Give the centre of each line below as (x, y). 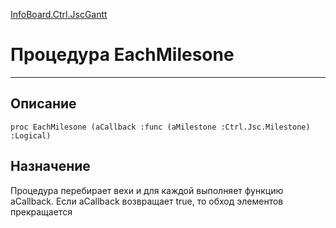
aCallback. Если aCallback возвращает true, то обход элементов (147, 201)
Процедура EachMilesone (122, 55)
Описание (43, 104)
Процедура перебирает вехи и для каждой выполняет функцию (147, 190)
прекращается (41, 211)
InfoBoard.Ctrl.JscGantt (59, 14)
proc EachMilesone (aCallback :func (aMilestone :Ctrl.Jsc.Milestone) (160, 127)
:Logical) (31, 135)
